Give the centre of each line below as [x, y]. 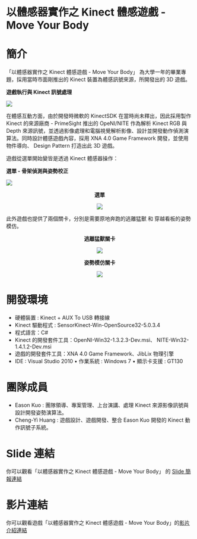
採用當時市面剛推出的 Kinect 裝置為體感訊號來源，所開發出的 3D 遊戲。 [104, 80]
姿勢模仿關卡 [100, 263]
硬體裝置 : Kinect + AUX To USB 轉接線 [62, 318]
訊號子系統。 [36, 427]
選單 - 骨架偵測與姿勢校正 [37, 171]
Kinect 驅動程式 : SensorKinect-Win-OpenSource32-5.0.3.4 [88, 325]
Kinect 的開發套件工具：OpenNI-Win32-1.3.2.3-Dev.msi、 [85, 340]
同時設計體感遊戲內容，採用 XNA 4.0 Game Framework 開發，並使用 [105, 138]
